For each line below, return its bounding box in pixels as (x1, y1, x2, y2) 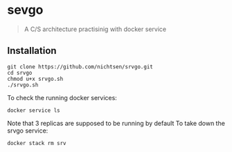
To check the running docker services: (7, 93, 118, 102)
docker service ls (7, 106, 60, 114)
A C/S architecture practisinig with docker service (24, 25, 167, 33)
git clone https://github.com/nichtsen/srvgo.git (7, 63, 154, 70)
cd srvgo (7, 69, 33, 76)
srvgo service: (7, 126, 48, 135)
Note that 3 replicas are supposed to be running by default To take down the (7, 119, 225, 127)
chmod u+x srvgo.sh (7, 75, 64, 82)
